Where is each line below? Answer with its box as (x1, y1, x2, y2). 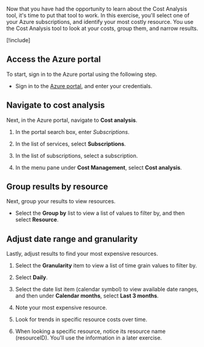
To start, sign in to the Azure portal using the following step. (6, 70, 157, 78)
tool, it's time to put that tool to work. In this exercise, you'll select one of (6, 12, 190, 19)
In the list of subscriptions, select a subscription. (15, 152, 138, 159)
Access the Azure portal (6, 54, 101, 65)
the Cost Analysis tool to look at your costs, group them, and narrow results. (6, 24, 198, 32)
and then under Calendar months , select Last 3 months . (15, 292, 159, 299)
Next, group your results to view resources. (6, 198, 116, 205)
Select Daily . (15, 274, 48, 281)
